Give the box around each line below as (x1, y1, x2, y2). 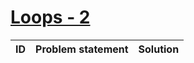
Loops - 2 (10, 6, 91, 29)
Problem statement (35, 42, 129, 56)
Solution (138, 42, 180, 56)
